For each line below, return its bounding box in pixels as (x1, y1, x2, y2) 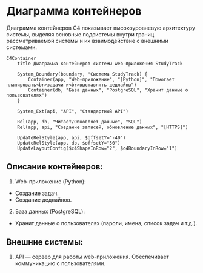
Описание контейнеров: (6, 162, 103, 172)
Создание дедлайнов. (15, 196, 72, 203)
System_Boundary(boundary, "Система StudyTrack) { (17, 71, 148, 77)
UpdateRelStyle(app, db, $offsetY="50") (17, 140, 121, 146)
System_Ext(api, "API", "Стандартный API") (17, 108, 129, 114)
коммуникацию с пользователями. (15, 259, 106, 267)
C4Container (6, 55, 36, 61)
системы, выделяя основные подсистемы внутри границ (6, 30, 155, 38)
